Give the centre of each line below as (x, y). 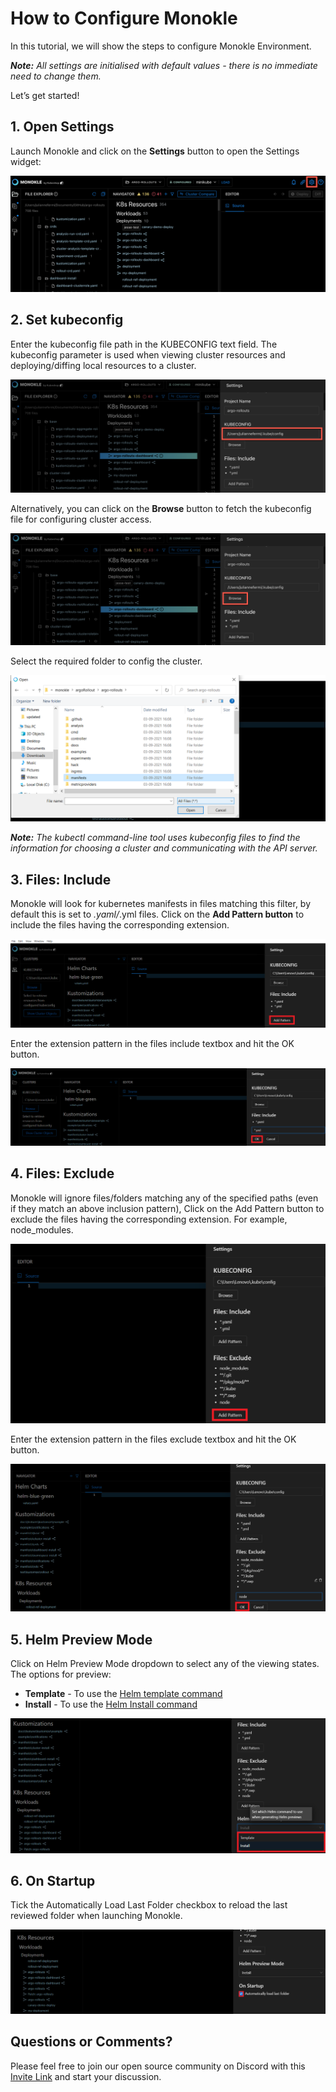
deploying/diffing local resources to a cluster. (103, 365)
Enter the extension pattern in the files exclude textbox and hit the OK (153, 1439)
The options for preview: (61, 1674)
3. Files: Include (61, 879)
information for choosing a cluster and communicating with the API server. (164, 848)
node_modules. (42, 1229)
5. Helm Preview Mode (81, 1639)
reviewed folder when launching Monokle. (96, 1916)
